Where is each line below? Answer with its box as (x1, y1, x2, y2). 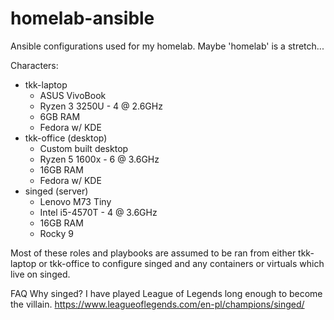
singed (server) (24, 185, 89, 197)
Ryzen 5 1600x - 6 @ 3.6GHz (39, 153, 160, 165)
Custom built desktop (39, 142, 129, 154)
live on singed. (10, 268, 71, 280)
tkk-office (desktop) (24, 132, 108, 144)
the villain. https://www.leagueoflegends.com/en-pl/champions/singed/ (10, 298, 305, 310)
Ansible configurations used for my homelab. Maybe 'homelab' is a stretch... (10, 40, 325, 52)
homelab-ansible (10, 7, 155, 30)
